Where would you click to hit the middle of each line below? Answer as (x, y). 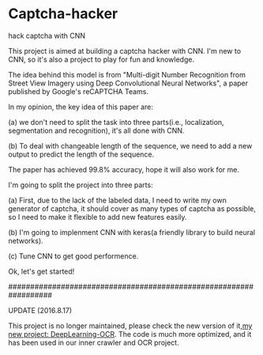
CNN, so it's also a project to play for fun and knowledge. (101, 59)
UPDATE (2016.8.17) (40, 310)
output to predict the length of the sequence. (81, 154)
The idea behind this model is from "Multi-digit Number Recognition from (127, 74)
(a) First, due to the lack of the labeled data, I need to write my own (117, 200)
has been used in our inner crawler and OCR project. (94, 342)
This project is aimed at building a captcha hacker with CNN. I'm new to (125, 51)
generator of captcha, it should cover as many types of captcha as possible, (132, 208)
